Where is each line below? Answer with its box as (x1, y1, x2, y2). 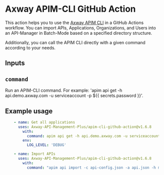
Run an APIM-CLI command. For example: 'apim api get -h (5, 87, 123, 94)
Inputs (5, 59, 25, 67)
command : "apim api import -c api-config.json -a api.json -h (26, 165, 156, 170)
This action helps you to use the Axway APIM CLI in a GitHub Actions (5, 20, 144, 25)
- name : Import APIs (14, 151, 56, 156)
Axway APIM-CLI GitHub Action (5, 3, 136, 15)
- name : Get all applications (14, 120, 76, 125)
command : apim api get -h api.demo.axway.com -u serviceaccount (26, 133, 161, 138)
